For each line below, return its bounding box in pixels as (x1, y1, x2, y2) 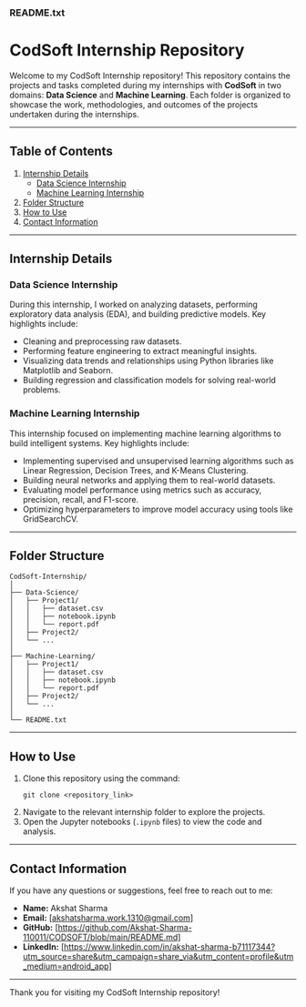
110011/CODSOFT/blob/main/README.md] (22, 931, 181, 943)
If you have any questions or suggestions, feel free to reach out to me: (9, 885, 273, 896)
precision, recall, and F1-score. (22, 493, 139, 504)
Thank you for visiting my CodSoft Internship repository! (9, 987, 220, 998)
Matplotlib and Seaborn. (22, 365, 114, 376)
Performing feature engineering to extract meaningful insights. (22, 346, 258, 357)
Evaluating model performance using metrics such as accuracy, (22, 484, 262, 495)
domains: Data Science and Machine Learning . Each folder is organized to (9, 89, 291, 100)
